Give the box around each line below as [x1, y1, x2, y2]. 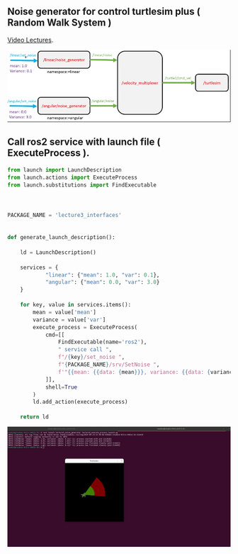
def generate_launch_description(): [7, 234, 115, 241]
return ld [20, 414, 50, 421]
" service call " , [57, 346, 113, 353]
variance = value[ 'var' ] [33, 316, 106, 323]
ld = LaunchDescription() [20, 248, 97, 256]
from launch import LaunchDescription [7, 167, 122, 174]
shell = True [45, 383, 78, 391]
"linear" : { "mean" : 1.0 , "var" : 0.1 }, [45, 271, 160, 279]
